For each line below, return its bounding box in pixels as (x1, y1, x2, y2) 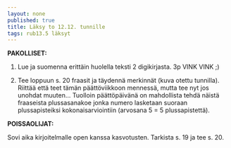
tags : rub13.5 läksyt (7, 29, 71, 37)
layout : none (7, 10, 46, 18)
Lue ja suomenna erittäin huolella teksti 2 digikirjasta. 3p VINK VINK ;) (17, 62, 220, 71)
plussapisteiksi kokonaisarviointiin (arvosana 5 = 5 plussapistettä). (17, 106, 210, 114)
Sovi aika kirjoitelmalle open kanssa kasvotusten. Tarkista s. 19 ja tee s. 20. (7, 133, 224, 142)
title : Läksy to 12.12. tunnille (7, 23, 106, 30)
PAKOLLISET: (7, 49, 47, 58)
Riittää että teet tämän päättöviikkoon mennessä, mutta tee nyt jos (17, 83, 209, 92)
